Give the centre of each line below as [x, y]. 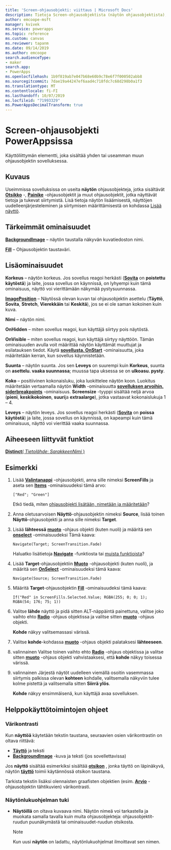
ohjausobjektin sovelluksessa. [37, 161]
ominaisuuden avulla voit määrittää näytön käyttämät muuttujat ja [73, 344]
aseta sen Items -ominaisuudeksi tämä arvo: [59, 485]
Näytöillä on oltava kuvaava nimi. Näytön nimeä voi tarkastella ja [80, 811]
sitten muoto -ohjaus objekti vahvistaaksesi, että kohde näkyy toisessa [87, 657]
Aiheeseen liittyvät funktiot [50, 439]
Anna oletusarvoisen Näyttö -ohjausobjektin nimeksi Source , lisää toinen [89, 514]
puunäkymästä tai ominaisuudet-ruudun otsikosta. [81, 822]
